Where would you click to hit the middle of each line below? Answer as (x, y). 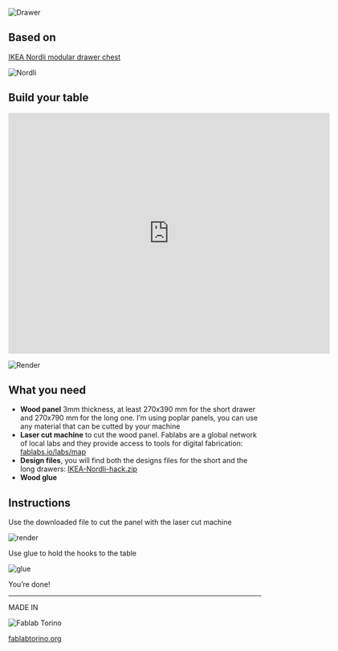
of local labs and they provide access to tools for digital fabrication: (131, 443)
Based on (32, 37)
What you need (47, 391)
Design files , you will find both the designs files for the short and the (134, 461)
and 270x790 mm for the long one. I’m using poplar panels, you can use (139, 418)
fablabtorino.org (35, 639)
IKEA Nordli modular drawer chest (65, 57)
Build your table (49, 98)
